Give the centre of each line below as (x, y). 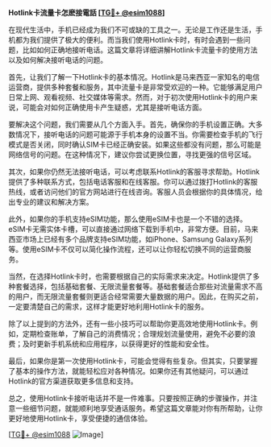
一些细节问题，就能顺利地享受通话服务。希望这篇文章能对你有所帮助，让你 (139, 408)
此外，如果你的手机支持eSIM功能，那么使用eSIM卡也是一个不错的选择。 (128, 219)
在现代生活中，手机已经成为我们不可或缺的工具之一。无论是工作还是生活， (132, 30)
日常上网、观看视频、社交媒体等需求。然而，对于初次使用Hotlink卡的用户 (130, 97)
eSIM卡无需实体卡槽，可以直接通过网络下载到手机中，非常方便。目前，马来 (133, 229)
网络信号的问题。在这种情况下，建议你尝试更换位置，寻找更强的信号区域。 (132, 155)
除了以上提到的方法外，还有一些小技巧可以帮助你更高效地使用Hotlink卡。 (130, 324)
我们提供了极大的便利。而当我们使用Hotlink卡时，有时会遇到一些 (137, 40)
